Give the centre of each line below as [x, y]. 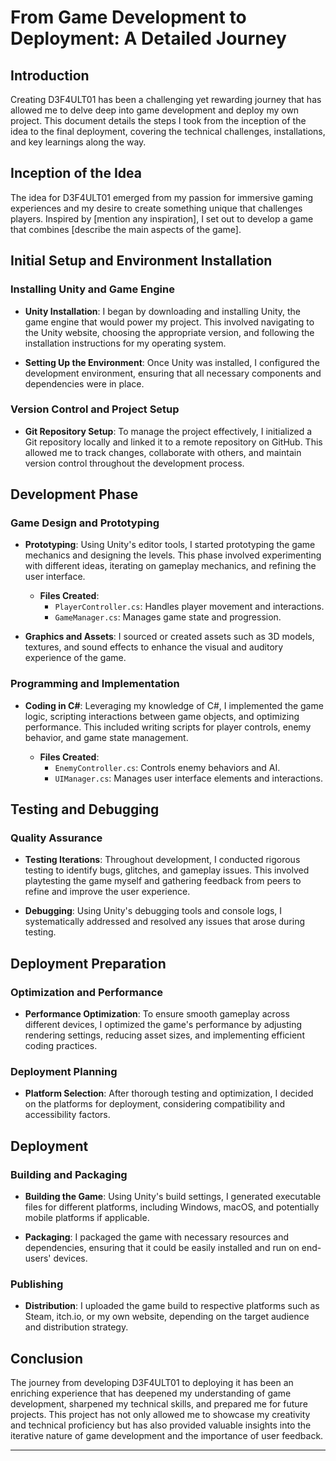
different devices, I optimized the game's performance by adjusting [163, 1025]
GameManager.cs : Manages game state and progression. [168, 617]
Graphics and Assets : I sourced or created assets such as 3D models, [169, 637]
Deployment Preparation [88, 963]
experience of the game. [75, 658]
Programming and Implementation [95, 684]
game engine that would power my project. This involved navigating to [169, 322]
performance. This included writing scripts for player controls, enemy [168, 727]
